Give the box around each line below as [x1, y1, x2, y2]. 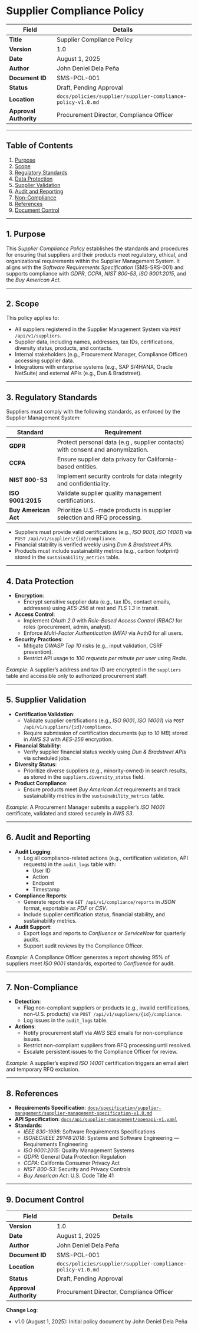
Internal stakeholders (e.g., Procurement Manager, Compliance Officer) [14, 351, 187, 358]
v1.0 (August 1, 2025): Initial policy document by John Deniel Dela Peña [14, 1318, 187, 1325]
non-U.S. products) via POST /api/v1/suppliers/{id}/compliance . [23, 1011, 182, 1018]
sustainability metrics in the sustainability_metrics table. [23, 792, 165, 799]
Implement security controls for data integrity [57, 472, 183, 480]
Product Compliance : [14, 779, 68, 786]
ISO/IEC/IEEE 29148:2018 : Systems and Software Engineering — [23, 1135, 180, 1142]
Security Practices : [14, 636, 63, 642]
